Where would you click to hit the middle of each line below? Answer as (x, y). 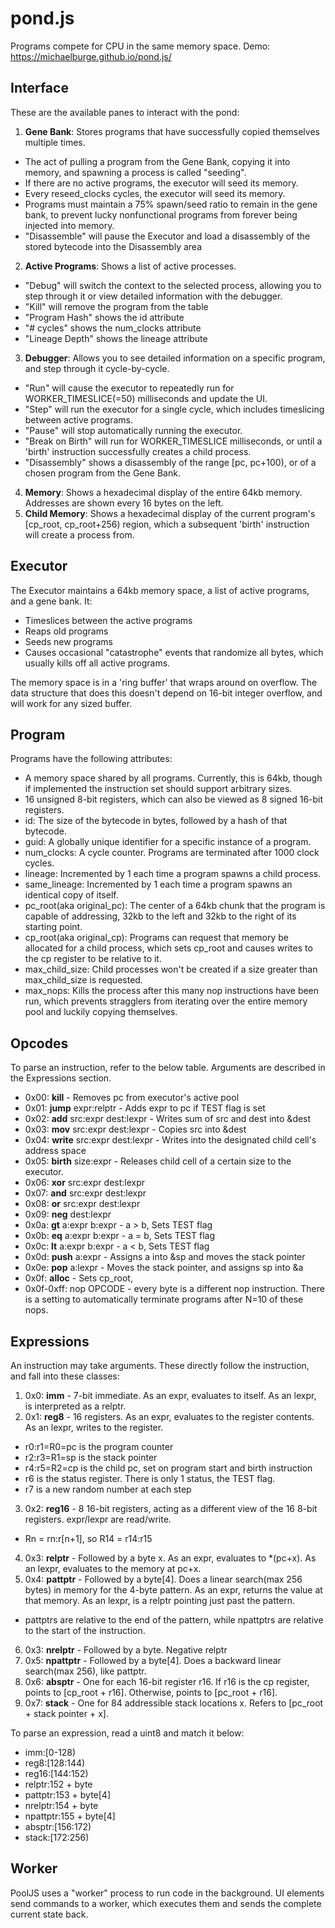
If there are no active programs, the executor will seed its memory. (161, 183)
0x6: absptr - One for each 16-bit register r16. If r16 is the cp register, (167, 1681)
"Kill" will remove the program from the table (116, 306)
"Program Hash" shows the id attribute (104, 317)
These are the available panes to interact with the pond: (125, 112)
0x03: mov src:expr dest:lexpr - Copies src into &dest (135, 1129)
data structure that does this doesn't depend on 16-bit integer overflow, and (166, 693)
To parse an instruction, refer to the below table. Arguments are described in (168, 1068)
